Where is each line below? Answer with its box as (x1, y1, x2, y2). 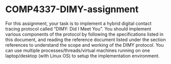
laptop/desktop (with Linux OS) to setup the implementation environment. (5, 52, 160, 59)
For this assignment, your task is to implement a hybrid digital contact (5, 20, 152, 26)
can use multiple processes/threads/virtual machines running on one (5, 47, 150, 53)
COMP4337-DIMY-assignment (5, 4, 139, 15)
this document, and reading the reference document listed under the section (5, 37, 166, 43)
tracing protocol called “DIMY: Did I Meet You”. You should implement (5, 25, 152, 31)
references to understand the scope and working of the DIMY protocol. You (5, 42, 164, 48)
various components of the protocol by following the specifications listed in (5, 31, 164, 37)
